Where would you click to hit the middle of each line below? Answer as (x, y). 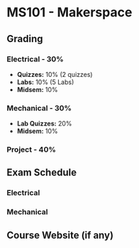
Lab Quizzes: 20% (44, 124)
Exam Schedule (42, 173)
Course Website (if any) (60, 235)
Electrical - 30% (35, 59)
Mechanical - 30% (39, 108)
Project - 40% (31, 150)
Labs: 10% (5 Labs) (45, 82)
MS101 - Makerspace (69, 12)
